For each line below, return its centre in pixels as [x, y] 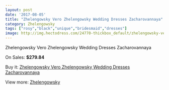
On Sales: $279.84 [25, 57]
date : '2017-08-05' [26, 15]
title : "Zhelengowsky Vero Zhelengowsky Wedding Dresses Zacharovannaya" [84, 19]
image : [12, 33]
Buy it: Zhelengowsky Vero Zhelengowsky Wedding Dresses [68, 67]
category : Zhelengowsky [30, 24]
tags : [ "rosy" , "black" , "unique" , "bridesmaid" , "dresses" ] [66, 29]
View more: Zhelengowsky [33, 82]
